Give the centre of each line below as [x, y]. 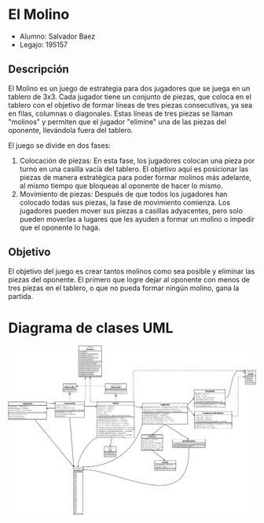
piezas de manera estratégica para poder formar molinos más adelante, [135, 177]
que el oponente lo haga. [60, 227]
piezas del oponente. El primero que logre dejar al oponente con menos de [129, 279]
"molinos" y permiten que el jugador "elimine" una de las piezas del [117, 122]
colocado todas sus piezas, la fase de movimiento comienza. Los [125, 202]
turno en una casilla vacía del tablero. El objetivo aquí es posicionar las [134, 169]
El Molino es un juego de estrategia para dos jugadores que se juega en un [129, 88]
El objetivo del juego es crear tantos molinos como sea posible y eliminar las [132, 271]
